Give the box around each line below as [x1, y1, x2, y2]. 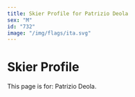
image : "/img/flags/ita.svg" [7, 29, 91, 37]
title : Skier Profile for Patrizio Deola [7, 10, 129, 17]
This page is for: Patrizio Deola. [7, 82, 97, 91]
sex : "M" [7, 17, 33, 24]
